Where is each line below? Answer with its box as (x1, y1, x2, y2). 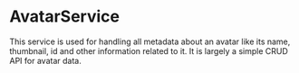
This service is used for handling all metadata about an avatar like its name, (9, 36, 291, 47)
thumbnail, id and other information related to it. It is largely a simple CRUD (9, 45, 288, 56)
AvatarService (9, 6, 121, 27)
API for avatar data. (9, 55, 82, 66)
